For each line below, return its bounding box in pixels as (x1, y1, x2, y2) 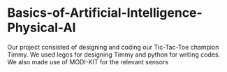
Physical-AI (7, 20, 76, 36)
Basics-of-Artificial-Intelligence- (7, 5, 203, 21)
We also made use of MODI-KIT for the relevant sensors (7, 57, 169, 66)
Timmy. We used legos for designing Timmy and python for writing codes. (7, 50, 221, 59)
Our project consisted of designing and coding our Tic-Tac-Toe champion (7, 43, 219, 51)
